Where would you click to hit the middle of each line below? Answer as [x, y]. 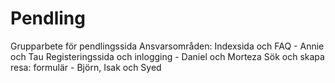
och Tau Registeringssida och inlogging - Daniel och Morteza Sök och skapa [167, 56]
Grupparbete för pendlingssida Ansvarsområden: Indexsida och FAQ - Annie [167, 46]
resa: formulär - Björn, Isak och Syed [86, 67]
